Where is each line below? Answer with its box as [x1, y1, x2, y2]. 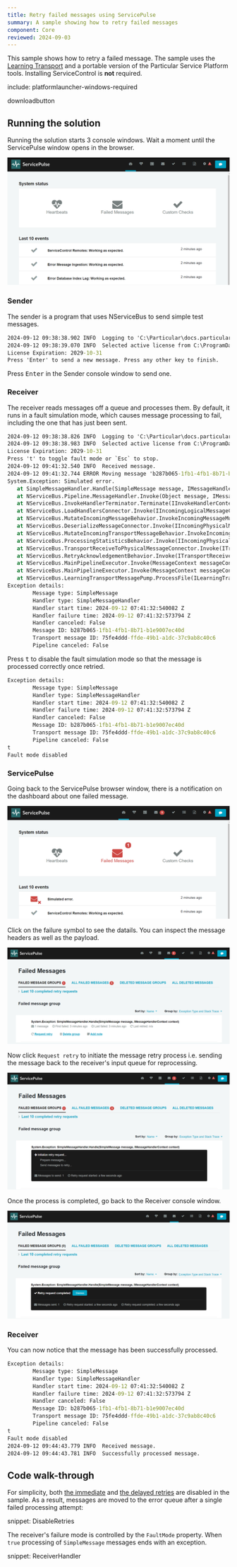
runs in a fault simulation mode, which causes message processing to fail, [7, 411, 222, 419]
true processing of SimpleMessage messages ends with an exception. [7, 1538, 207, 1546]
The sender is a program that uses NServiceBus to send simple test [7, 312, 204, 321]
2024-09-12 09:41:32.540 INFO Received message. [7, 463, 157, 470]
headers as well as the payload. [7, 933, 99, 941]
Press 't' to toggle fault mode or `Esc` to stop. [7, 455, 159, 463]
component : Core [7, 26, 55, 33]
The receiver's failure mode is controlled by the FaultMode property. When [7, 1531, 222, 1539]
